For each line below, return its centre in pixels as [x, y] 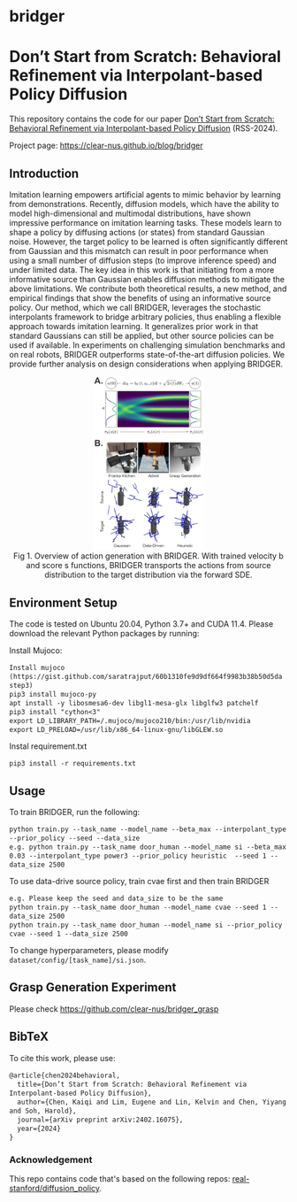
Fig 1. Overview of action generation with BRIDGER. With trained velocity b [148, 556]
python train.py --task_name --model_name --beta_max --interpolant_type [148, 829]
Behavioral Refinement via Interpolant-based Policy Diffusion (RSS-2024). [144, 128]
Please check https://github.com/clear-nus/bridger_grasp [114, 1009]
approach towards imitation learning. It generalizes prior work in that [134, 326]
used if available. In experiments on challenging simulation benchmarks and [147, 345]
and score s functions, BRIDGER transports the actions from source [148, 566]
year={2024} [39, 1129]
